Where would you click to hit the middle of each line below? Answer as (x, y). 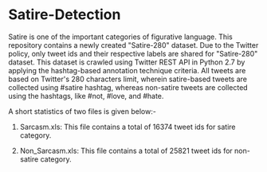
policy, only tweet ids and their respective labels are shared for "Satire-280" (133, 53)
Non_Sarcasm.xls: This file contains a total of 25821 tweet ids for (126, 150)
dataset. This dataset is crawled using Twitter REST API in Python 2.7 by (127, 62)
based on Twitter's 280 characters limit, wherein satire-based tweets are (128, 79)
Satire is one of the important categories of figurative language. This (120, 37)
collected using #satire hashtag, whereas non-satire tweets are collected (128, 87)
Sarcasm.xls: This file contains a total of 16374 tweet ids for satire (128, 127)
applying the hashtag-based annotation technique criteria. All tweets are (127, 70)
